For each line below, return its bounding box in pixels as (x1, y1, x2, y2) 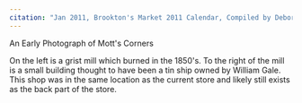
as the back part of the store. (9, 83, 117, 94)
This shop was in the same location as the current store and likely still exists (9, 73, 290, 85)
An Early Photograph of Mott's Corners (9, 38, 155, 48)
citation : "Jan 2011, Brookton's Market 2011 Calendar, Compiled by (9, 13, 271, 22)
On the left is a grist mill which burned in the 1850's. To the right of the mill (9, 55, 285, 65)
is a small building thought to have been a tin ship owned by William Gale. (9, 64, 281, 75)
